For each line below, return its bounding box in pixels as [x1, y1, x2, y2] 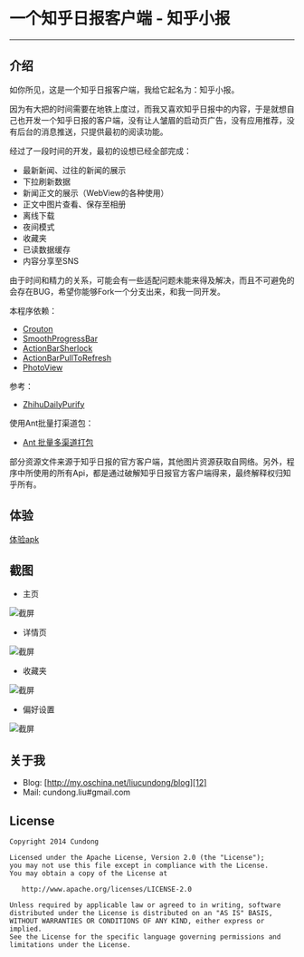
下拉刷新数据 [22, 176, 71, 187]
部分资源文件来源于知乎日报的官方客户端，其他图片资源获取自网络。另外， [9, 455, 287, 467]
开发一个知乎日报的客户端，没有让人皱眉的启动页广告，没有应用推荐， [24, 114, 287, 125]
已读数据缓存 [22, 244, 71, 255]
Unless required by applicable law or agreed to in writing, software [9, 901, 281, 910]
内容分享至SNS [22, 255, 80, 266]
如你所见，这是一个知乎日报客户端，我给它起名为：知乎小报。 [9, 83, 240, 95]
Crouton [22, 323, 53, 334]
